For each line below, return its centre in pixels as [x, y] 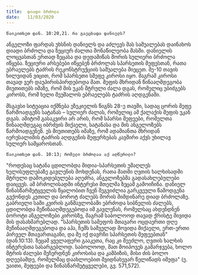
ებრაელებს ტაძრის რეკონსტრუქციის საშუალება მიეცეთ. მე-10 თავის [92, 69]
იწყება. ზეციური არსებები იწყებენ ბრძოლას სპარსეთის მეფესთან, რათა [96, 63]
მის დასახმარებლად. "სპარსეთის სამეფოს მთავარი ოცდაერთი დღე [92, 221]
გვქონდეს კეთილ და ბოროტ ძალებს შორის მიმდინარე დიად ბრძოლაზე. [98, 197]
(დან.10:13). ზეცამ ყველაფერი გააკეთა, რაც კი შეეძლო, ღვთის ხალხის [95, 240]
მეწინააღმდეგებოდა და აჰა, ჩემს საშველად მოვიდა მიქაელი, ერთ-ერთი [98, 228]
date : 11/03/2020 [30, 17]
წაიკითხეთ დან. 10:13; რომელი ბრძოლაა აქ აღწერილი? [71, 154]
